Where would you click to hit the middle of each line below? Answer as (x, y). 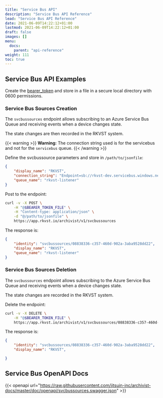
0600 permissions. (24, 96)
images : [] (16, 37)
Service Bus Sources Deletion (41, 270)
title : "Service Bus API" (31, 9)
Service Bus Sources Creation (41, 109)
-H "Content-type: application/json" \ (54, 212)
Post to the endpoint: (26, 194)
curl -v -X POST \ (24, 203)
